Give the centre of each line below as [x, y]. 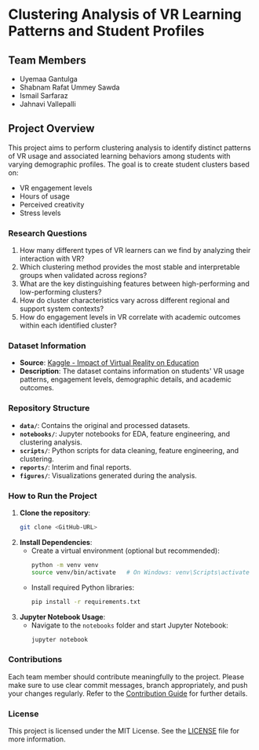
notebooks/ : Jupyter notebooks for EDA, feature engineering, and [124, 434]
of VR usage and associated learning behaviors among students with [119, 155]
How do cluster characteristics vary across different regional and [124, 301]
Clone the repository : [55, 513]
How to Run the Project [53, 496]
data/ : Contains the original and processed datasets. [105, 425]
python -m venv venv [65, 565]
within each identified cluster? [68, 326]
